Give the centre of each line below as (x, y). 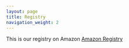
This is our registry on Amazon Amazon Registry (64, 39)
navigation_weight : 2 (33, 22)
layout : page (22, 11)
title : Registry (26, 17)
